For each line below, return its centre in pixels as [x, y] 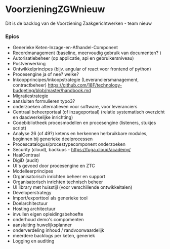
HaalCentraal [26, 155]
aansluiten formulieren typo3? [44, 101]
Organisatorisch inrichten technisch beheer [58, 182]
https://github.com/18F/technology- [85, 85]
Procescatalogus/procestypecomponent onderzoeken [69, 144]
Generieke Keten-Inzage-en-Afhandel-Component [65, 48]
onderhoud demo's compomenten [48, 220]
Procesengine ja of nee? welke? [46, 74]
